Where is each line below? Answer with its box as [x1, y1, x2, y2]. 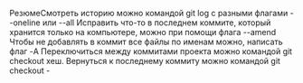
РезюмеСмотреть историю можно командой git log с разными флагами [9, 8, 289, 18]
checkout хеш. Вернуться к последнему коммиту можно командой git [9, 56, 280, 66]
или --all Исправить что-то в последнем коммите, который [42, 17, 271, 28]
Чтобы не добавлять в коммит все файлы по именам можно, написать [9, 36, 283, 47]
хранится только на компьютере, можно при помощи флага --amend [9, 27, 277, 37]
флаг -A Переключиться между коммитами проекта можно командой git [9, 46, 292, 57]
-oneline [9, 17, 41, 28]
